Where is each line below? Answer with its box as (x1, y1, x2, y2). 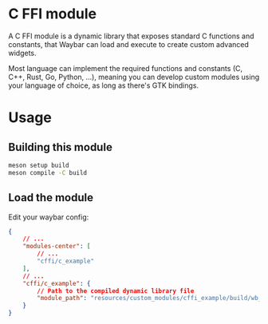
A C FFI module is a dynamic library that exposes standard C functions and (8, 31, 254, 41)
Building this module (8, 140, 113, 154)
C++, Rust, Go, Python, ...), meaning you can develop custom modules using (8, 72, 260, 81)
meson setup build (8, 161, 69, 169)
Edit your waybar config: (8, 212, 89, 222)
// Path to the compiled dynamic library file (37, 286, 195, 295)
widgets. (8, 48, 37, 57)
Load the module (8, 191, 94, 204)
